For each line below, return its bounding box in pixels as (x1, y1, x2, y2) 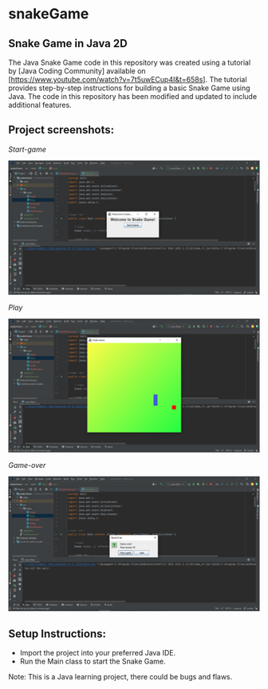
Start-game (8, 145, 46, 154)
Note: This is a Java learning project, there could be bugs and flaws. (8, 672, 233, 682)
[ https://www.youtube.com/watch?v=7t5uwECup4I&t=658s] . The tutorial (8, 75, 247, 84)
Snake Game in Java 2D (8, 37, 128, 50)
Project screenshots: (8, 123, 115, 137)
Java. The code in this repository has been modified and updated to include (8, 92, 258, 101)
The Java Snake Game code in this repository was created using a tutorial (8, 57, 251, 67)
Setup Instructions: (8, 627, 106, 640)
